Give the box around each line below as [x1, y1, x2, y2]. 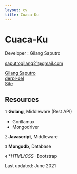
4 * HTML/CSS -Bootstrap [5, 153, 57, 159]
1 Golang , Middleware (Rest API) [5, 109, 72, 115]
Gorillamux [12, 119, 35, 125]
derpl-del [5, 75, 24, 81]
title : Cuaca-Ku [5, 12, 39, 17]
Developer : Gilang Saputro [5, 50, 61, 56]
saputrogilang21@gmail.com [5, 60, 64, 66]
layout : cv [5, 7, 28, 13]
